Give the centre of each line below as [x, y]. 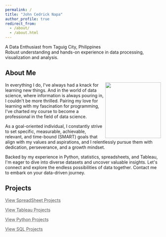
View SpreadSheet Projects [33, 200]
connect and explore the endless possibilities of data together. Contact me [81, 167]
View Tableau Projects [28, 210]
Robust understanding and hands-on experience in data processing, [75, 52]
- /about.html [24, 33]
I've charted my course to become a [42, 111]
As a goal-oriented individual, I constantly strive [54, 126]
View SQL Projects [24, 229]
